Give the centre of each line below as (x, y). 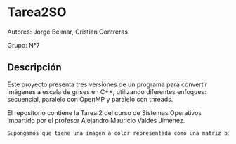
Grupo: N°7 (24, 45)
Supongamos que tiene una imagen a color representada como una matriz (114, 133)
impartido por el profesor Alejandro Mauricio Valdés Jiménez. (96, 120)
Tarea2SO (37, 12)
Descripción (34, 67)
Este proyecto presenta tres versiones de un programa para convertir (107, 84)
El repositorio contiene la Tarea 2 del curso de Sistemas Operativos (105, 112)
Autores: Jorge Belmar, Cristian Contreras (68, 32)
